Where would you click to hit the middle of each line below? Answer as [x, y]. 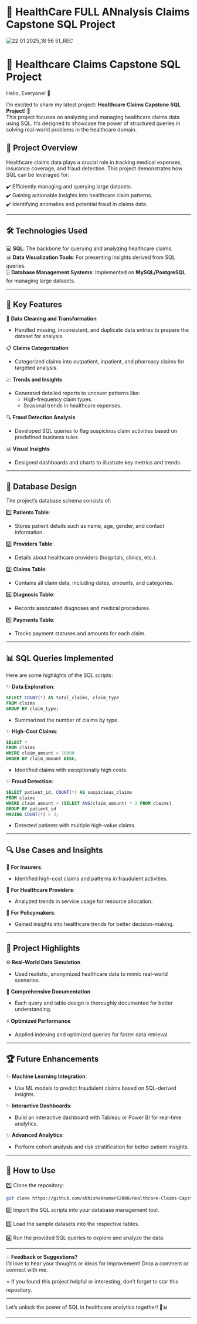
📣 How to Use [31, 1171]
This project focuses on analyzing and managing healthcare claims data [93, 117]
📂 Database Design [42, 486]
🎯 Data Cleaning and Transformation [51, 319]
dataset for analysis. [39, 336]
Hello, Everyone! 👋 [28, 93]
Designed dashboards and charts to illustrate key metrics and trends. [98, 463]
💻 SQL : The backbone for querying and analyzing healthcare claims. [89, 248]
